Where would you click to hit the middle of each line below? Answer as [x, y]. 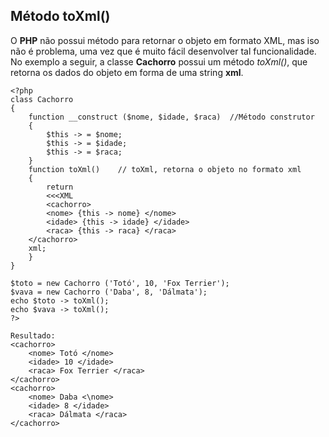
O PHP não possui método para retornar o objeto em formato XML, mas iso [165, 40]
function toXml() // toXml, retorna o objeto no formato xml [165, 169]
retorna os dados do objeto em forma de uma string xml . [127, 72]
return [60, 187]
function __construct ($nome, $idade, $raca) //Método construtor [171, 117]
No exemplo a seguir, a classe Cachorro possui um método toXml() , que [159, 61]
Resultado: [33, 335]
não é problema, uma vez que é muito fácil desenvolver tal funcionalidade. [163, 51]
